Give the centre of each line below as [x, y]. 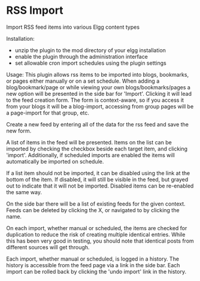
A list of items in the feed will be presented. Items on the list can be [89, 142]
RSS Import [35, 10]
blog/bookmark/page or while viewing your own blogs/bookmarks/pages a [98, 87]
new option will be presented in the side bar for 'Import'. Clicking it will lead [99, 93]
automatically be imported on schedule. [55, 161]
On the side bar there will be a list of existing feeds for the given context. [96, 204]
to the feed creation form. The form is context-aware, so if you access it [95, 100]
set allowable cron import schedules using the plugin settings [90, 63]
